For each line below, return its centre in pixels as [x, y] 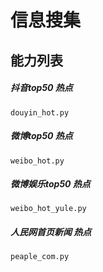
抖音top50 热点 [41, 88]
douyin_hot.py [40, 112]
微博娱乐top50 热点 [50, 184]
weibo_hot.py [37, 161]
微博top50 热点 [41, 136]
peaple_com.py [40, 257]
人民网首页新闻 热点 [51, 232]
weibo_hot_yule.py [48, 209]
